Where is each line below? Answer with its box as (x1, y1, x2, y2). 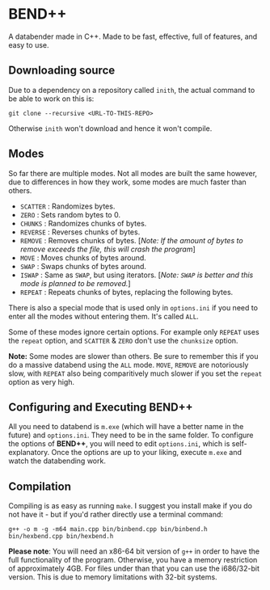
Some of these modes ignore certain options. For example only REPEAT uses (8, 327, 260, 336)
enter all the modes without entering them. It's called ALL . (8, 311, 200, 321)
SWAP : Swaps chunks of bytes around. (19, 261, 147, 271)
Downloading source (8, 64, 116, 78)
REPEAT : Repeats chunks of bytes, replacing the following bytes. (19, 287, 234, 297)
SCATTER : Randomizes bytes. (19, 201, 116, 211)
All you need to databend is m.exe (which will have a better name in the (8, 422, 244, 432)
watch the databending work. (8, 456, 107, 466)
